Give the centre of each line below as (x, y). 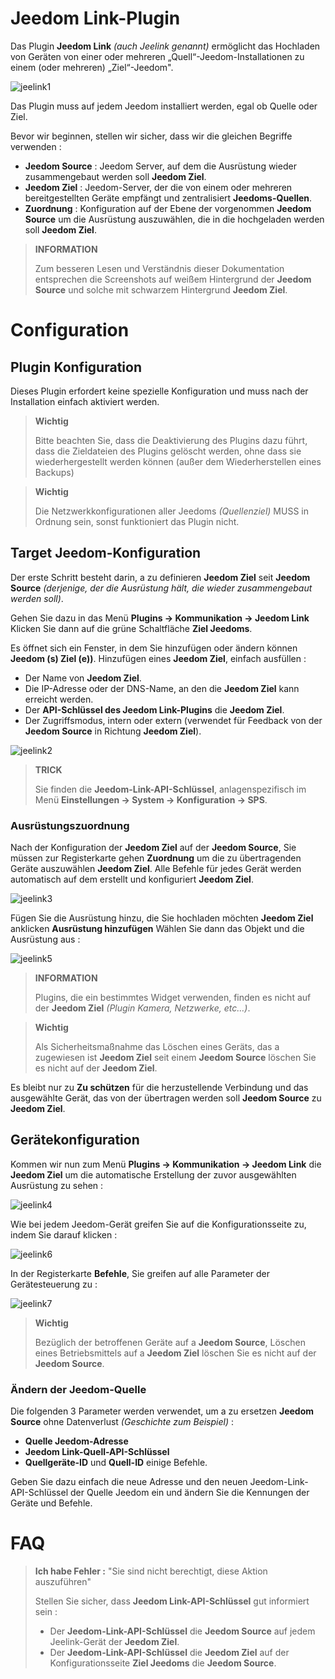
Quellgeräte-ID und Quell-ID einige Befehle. (116, 1463)
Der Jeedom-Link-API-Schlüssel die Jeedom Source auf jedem (182, 1631)
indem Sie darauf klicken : (64, 1234)
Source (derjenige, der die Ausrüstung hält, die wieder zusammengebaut (161, 588)
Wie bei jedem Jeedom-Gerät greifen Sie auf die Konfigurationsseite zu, (158, 1224)
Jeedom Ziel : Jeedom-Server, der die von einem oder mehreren (158, 187)
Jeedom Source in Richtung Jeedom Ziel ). (113, 731)
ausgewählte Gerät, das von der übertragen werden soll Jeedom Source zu (166, 1098)
